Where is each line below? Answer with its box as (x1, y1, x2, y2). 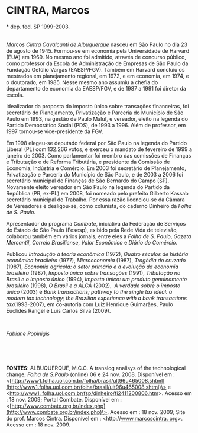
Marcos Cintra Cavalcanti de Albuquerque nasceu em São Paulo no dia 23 (6, 41, 188, 48)
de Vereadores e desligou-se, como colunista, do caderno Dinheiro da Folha (6, 202, 192, 209)
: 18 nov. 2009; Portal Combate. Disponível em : (6, 396, 122, 403)
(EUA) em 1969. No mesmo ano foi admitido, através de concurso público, (6, 53, 187, 60)
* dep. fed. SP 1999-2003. (6, 23, 70, 30)
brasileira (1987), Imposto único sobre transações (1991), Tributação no (6, 269, 181, 276)
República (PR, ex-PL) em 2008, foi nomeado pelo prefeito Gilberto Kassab (6, 190, 189, 197)
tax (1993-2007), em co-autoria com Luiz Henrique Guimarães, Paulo (6, 300, 173, 308)
